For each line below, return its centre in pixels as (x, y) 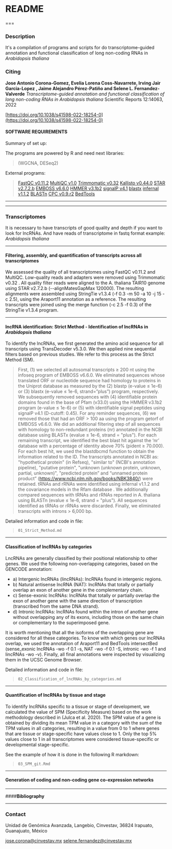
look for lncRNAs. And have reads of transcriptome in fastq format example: (85, 233)
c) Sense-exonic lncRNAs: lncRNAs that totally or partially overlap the (86, 595)
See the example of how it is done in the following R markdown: (72, 754)
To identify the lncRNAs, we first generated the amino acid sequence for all (84, 343)
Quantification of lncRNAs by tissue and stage (56, 695)
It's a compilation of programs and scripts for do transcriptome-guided (80, 48)
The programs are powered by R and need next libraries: (65, 153)
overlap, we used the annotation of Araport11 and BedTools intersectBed (81, 643)
